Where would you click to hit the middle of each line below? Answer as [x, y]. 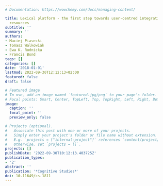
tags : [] [14, 59]
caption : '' [22, 108]
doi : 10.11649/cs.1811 [28, 176]
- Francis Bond [20, 54]
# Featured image [23, 90]
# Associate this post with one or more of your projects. [68, 131]
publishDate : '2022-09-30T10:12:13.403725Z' [51, 153]
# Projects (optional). [29, 126]
